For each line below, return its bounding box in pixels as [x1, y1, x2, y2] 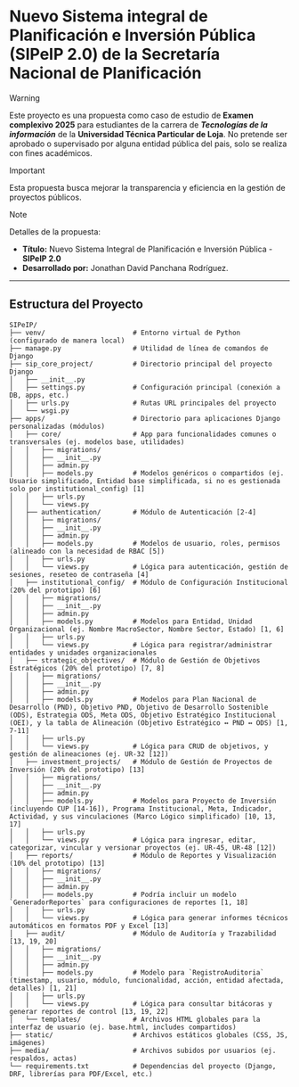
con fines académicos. [9, 147, 93, 158]
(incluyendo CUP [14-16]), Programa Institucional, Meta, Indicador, [9, 804, 273, 813]
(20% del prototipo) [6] [9, 586, 101, 595]
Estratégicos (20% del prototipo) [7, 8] [9, 663, 166, 672]
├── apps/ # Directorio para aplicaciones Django [9, 414, 280, 423]
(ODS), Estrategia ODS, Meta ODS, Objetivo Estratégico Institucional [9, 711, 277, 720]
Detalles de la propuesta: [9, 226, 101, 237]
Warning [9, 92, 40, 103]
